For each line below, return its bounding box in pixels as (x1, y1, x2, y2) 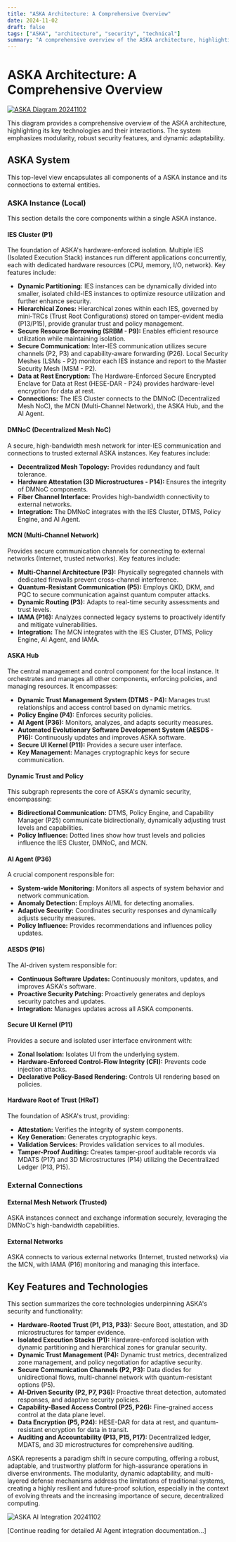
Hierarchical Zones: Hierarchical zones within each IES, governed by (17, 305, 218, 313)
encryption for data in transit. (44, 1426, 129, 1434)
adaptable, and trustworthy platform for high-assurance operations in (7, 1462, 209, 1470)
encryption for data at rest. (17, 387, 96, 396)
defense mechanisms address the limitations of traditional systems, (30, 1476, 225, 1485)
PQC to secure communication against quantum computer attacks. (17, 590, 211, 599)
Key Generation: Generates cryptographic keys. (17, 1133, 157, 1141)
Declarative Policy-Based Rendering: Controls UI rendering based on (17, 1072, 220, 1081)
